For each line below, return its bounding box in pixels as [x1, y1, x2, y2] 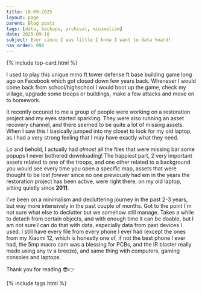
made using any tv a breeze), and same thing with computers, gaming [6, 247, 180, 254]
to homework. [6, 96, 41, 103]
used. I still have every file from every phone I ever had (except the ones [6, 228, 186, 235]
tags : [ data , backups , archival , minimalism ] [6, 25, 122, 32]
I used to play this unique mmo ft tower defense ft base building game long [6, 71, 192, 78]
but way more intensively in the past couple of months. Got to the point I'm [6, 202, 192, 209]
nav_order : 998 [6, 43, 45, 49]
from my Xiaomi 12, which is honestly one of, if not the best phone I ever [6, 234, 186, 242]
